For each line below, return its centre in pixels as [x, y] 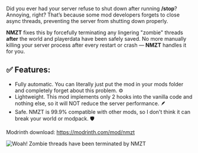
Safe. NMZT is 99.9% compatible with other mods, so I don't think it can [103, 112]
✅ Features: [28, 70]
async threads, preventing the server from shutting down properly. [87, 21]
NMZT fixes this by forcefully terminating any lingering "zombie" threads [95, 32]
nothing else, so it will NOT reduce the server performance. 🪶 [90, 103]
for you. [16, 51]
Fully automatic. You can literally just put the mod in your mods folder [99, 84]
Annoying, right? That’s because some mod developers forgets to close [93, 15]
